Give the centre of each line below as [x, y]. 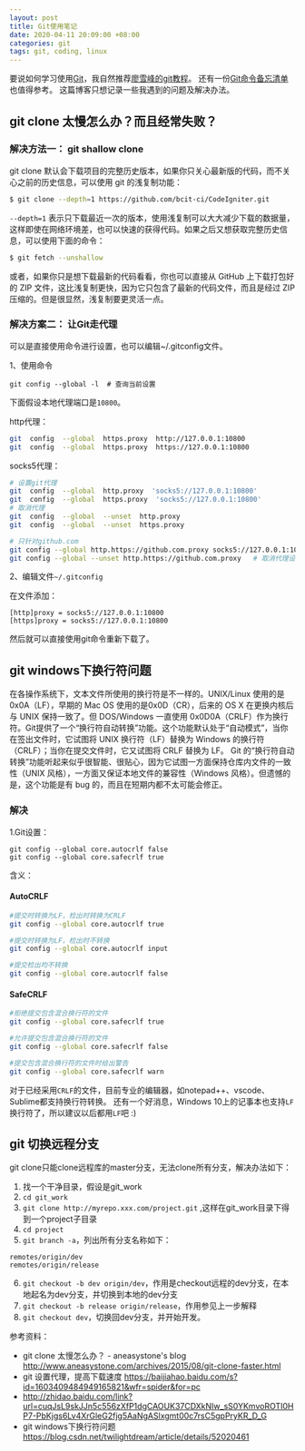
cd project [43, 1230]
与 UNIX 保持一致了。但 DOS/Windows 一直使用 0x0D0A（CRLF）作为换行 [149, 717]
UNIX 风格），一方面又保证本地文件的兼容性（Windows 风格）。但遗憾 [154, 773]
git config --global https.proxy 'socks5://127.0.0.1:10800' [135, 500]
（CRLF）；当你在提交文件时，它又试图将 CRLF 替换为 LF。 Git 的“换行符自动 [152, 750]
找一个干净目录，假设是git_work [82, 1187]
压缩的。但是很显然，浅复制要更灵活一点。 [89, 299]
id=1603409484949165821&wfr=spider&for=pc [112, 1387]
